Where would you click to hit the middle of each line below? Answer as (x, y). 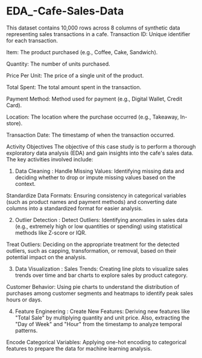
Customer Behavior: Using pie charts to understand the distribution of (93, 286)
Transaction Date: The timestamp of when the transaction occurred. (90, 135)
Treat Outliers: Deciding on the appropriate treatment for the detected (93, 244)
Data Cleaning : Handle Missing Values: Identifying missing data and (100, 171)
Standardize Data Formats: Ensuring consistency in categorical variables (96, 195)
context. (25, 184)
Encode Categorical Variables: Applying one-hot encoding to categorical (96, 342)
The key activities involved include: (50, 159)
